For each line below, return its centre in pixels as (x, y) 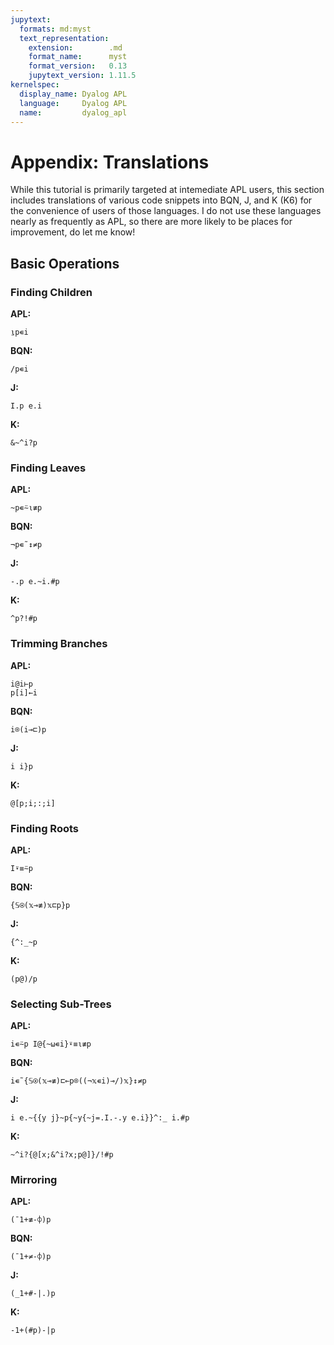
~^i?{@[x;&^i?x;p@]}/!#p (62, 1155)
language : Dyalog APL (73, 103)
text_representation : (64, 38)
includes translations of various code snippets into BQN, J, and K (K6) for (161, 200)
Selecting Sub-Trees (61, 1004)
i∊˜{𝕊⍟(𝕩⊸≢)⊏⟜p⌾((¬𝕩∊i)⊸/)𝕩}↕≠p (78, 1081)
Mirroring (34, 1180)
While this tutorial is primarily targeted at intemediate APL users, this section (167, 190)
